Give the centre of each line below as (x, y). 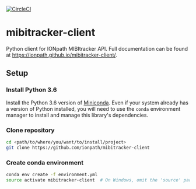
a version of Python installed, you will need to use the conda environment (93, 108)
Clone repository (30, 130)
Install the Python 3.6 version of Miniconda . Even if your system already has (97, 103)
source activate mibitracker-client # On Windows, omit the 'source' (94, 180)
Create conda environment (45, 162)
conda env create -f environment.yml (52, 174)
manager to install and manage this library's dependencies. (77, 115)
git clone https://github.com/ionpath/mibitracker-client (78, 148)
